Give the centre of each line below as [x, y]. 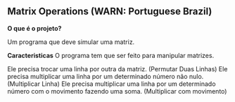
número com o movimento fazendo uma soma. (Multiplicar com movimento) [117, 91]
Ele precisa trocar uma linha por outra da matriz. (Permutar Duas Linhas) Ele [118, 68]
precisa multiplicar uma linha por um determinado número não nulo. [106, 76]
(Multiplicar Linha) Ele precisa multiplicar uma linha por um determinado [112, 84]
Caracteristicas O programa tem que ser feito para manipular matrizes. [111, 55]
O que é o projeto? [34, 28]
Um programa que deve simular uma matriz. [71, 42]
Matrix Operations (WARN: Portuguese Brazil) [110, 12]
